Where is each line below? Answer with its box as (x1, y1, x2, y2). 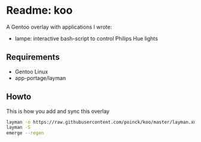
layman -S (6, 125, 31, 131)
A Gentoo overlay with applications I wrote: (6, 23, 112, 30)
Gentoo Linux (14, 68, 48, 75)
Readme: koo (6, 4, 73, 17)
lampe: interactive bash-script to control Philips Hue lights (14, 35, 159, 42)
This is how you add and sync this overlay (6, 107, 109, 115)
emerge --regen (6, 130, 44, 136)
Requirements (6, 52, 60, 63)
